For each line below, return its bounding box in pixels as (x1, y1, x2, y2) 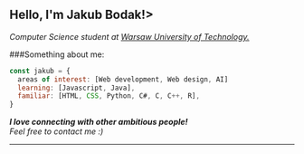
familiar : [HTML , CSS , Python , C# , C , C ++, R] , (17, 91, 201, 101)
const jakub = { (9, 66, 71, 75)
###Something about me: (9, 49, 105, 60)
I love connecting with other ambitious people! (9, 117, 188, 128)
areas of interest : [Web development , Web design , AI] (17, 74, 229, 84)
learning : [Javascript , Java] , (17, 83, 136, 92)
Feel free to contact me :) (9, 126, 104, 137)
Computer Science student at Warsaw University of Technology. (9, 31, 251, 42)
